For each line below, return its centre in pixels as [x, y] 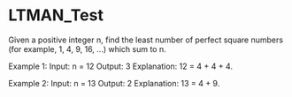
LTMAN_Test [56, 15]
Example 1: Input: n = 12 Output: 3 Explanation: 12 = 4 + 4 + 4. [121, 66]
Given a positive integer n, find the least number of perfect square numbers [146, 40]
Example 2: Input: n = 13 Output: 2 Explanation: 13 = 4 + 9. [114, 83]
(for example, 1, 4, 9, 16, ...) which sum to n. [88, 48]
